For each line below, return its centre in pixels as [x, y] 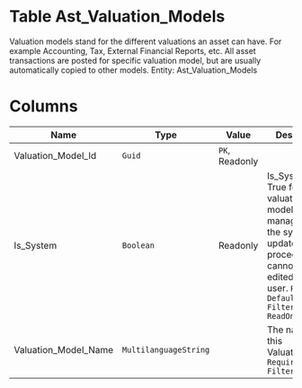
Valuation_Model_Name [64, 349]
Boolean [138, 245]
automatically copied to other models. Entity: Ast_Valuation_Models [133, 70]
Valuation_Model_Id [55, 155]
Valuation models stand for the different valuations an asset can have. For [146, 41]
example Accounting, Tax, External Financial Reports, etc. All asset [133, 50]
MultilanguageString [166, 349]
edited [280, 277]
